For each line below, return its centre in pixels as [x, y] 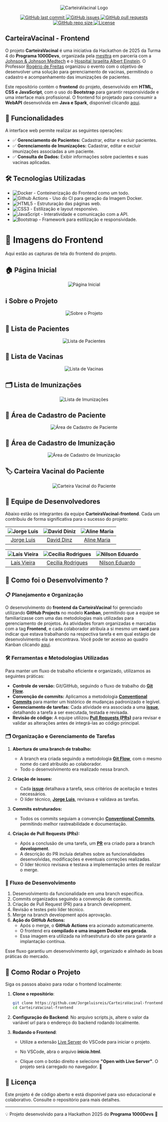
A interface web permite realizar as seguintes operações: [64, 130]
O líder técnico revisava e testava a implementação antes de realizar [90, 864]
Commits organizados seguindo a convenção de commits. [72, 899]
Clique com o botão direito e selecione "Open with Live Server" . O [89, 1061]
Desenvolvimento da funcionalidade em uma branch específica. [78, 894]
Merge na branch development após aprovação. [62, 915]
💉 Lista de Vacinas [34, 357]
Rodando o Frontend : [35, 1032]
